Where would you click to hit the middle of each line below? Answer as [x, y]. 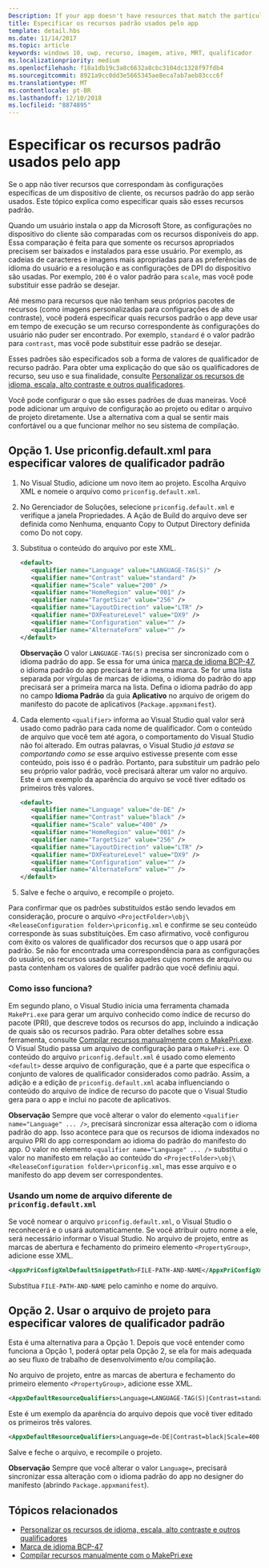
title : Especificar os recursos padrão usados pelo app [103, 23]
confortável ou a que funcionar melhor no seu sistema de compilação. [124, 426]
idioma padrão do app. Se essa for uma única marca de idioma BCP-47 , [138, 661]
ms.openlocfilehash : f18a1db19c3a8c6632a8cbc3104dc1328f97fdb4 [116, 68]
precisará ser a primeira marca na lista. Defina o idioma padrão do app [136, 686]
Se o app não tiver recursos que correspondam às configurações [116, 185]
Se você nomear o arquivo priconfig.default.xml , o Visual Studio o [120, 1221]
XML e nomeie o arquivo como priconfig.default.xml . [110, 491]
